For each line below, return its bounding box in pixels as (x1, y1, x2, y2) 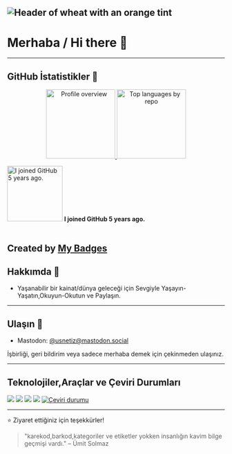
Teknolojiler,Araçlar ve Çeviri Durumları (7, 376, 181, 388)
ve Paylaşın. (86, 291, 121, 300)
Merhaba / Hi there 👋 (7, 35, 128, 51)
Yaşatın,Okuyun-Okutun (17, 291, 86, 300)
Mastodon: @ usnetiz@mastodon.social (17, 336, 129, 345)
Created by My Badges (7, 242, 108, 254)
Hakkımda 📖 (7, 266, 60, 278)
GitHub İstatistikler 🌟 (7, 71, 99, 82)
